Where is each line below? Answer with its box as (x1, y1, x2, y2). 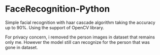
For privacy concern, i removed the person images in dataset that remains (5, 34, 155, 40)
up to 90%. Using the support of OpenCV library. (5, 24, 104, 30)
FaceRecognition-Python (5, 3, 110, 15)
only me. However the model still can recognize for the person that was (5, 39, 150, 45)
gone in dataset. (5, 44, 38, 50)
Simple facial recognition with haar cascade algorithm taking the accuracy (5, 19, 156, 25)
